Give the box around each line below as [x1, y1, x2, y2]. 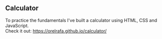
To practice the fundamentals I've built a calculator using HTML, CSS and [5, 17, 157, 23]
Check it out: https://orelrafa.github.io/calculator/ [5, 27, 107, 34]
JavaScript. [5, 22, 29, 28]
